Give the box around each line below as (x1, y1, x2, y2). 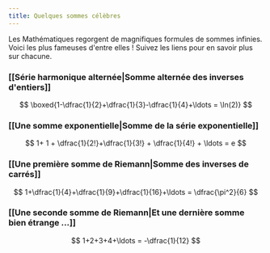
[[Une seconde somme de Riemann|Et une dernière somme (8, 207, 245, 218)
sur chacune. (8, 51, 53, 61)
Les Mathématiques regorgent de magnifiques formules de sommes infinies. (8, 34, 263, 44)
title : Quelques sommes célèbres (8, 11, 121, 20)
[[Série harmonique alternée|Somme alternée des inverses (8, 71, 244, 82)
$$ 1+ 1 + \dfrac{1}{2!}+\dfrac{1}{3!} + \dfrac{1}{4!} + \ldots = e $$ (25, 138, 247, 148)
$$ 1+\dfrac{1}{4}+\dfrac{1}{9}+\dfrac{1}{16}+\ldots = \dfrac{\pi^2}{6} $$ (13, 187, 259, 196)
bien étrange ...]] (8, 217, 77, 229)
